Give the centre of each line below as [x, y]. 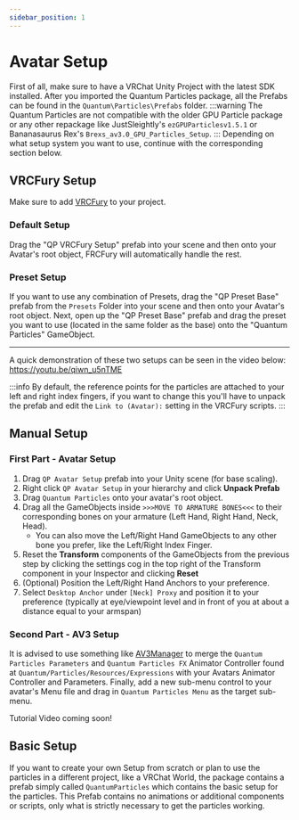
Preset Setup [38, 277]
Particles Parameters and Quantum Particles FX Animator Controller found [147, 663]
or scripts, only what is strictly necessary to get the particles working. [137, 805]
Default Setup [40, 225]
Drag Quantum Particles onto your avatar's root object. [123, 497]
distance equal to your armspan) [82, 611]
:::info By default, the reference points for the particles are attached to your [147, 386]
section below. [36, 152]
